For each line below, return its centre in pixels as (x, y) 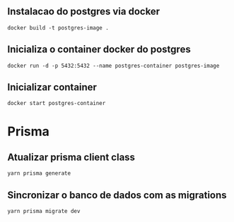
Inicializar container (52, 87)
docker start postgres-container (57, 104)
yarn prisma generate (39, 173)
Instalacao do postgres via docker (84, 12)
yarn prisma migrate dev (44, 211)
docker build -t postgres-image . (58, 27)
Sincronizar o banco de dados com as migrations (117, 195)
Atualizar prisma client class (71, 158)
